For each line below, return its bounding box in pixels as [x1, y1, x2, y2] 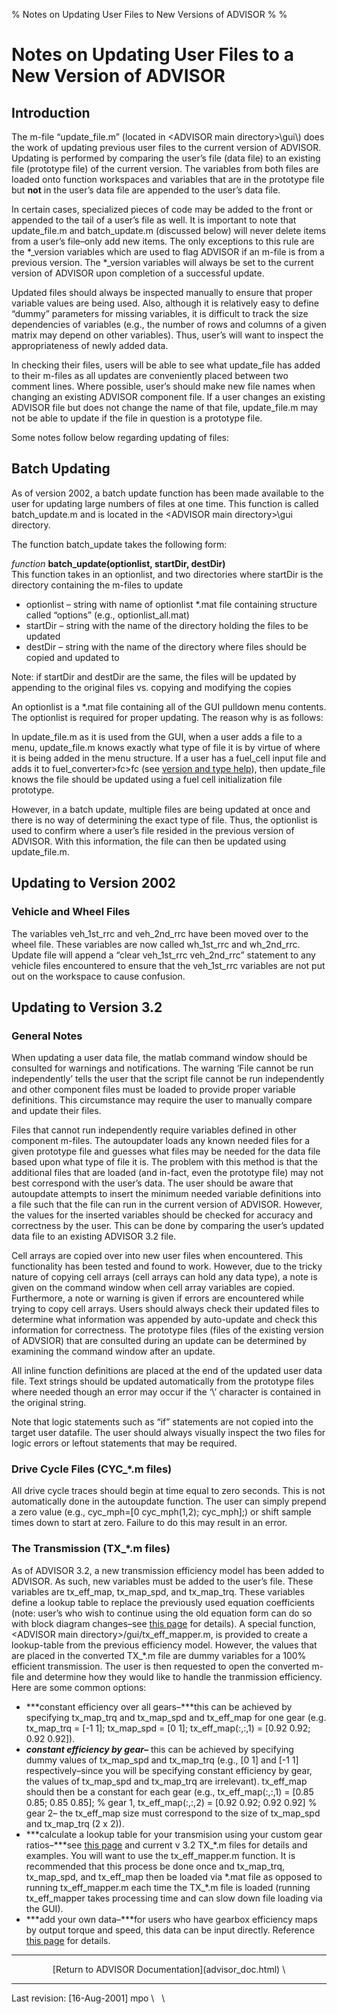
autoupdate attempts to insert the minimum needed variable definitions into [11, 1188, 322, 1200]
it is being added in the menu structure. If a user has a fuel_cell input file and [11, 752, 327, 764]
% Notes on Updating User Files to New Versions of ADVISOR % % [11, 9, 288, 20]
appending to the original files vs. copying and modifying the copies [11, 681, 292, 693]
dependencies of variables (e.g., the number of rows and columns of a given [11, 319, 327, 330]
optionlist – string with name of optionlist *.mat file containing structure [25, 598, 318, 610]
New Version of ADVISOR [11, 65, 226, 88]
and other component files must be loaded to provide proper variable [11, 1084, 296, 1096]
